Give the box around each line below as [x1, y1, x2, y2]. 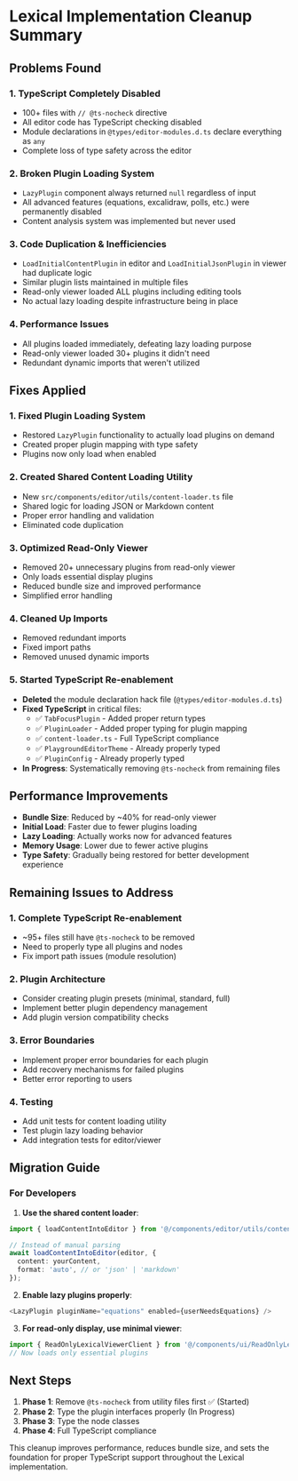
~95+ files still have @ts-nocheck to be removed [21, 932, 195, 943]
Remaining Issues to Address [9, 885, 174, 900]
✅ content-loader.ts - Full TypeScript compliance [35, 732, 220, 743]
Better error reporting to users [21, 1073, 133, 1084]
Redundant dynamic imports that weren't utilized [21, 357, 200, 368]
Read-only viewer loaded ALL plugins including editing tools [21, 286, 242, 297]
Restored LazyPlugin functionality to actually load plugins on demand [21, 429, 275, 441]
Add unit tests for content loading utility [21, 1116, 167, 1126]
